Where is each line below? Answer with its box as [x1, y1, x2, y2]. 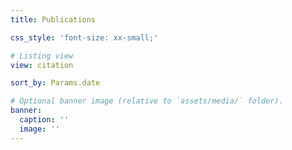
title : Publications [10, 14, 97, 25]
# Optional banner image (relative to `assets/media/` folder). [10, 96, 284, 106]
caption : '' [19, 115, 70, 125]
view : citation [10, 60, 74, 70]
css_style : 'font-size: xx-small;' [10, 32, 159, 43]
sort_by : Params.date [10, 78, 101, 88]
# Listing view [10, 51, 74, 61]
